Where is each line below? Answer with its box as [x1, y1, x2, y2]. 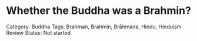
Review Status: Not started [6, 29, 71, 36]
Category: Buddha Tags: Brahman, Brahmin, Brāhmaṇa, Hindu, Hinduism [6, 23, 182, 30]
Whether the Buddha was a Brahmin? [6, 4, 191, 17]
